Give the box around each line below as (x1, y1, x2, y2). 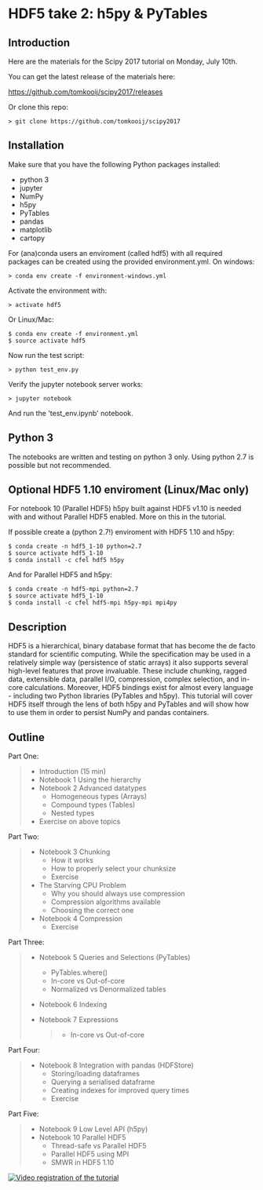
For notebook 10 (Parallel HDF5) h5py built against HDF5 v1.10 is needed (8, 504, 242, 513)
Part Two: (8, 832, 39, 841)
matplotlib (19, 224, 53, 234)
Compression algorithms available (50, 897, 161, 907)
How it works (50, 856, 94, 865)
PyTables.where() (50, 968, 108, 977)
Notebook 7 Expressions (38, 1015, 119, 1024)
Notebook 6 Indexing (38, 1000, 108, 1009)
